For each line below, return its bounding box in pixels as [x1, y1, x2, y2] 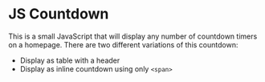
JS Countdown [8, 5, 109, 23]
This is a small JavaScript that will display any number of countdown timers [8, 31, 258, 41]
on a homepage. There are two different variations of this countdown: [8, 39, 238, 49]
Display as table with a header [19, 55, 120, 65]
